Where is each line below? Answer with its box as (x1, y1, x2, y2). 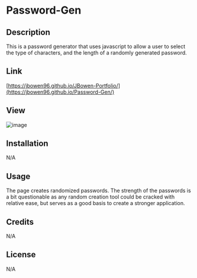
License (6, 250, 36, 260)
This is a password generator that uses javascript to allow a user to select (6, 43, 186, 50)
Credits (6, 217, 34, 227)
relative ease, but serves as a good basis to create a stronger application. (6, 200, 185, 207)
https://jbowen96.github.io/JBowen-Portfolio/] (8, 82, 120, 89)
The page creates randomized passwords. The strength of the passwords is (6, 187, 191, 194)
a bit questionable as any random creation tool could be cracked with (6, 193, 175, 200)
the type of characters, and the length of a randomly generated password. (6, 49, 188, 56)
